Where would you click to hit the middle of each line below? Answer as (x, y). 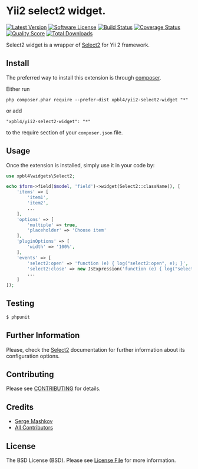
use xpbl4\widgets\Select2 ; (41, 176)
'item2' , (38, 203)
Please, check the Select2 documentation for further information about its (96, 349)
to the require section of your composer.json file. (65, 132)
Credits (20, 407)
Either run (18, 89)
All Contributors (34, 428)
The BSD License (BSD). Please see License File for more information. (91, 460)
